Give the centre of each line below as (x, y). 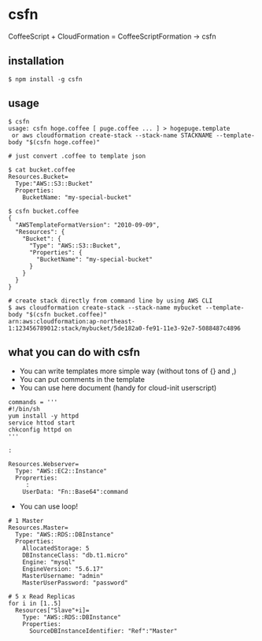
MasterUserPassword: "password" (75, 583)
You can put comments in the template (82, 380)
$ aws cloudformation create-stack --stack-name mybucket (105, 308)
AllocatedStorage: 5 (56, 549)
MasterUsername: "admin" (63, 576)
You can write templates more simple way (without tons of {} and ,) (128, 371)
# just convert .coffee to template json (77, 156)
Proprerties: (37, 478)
